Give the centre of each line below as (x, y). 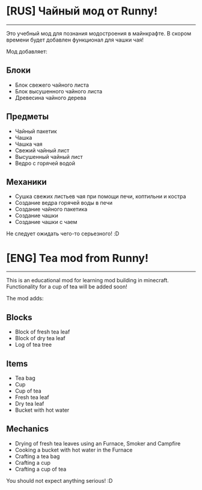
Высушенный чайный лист (49, 157)
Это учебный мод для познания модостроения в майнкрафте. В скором (99, 33)
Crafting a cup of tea (41, 469)
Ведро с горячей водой (45, 163)
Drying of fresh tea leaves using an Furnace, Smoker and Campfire (98, 443)
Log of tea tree (33, 345)
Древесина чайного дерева (50, 98)
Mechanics (28, 429)
